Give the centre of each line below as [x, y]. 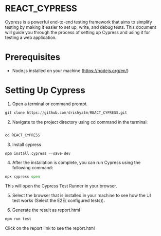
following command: [33, 168]
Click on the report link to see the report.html [50, 228]
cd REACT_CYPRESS [23, 135]
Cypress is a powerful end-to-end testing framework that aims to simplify [79, 22]
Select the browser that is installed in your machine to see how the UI [81, 196]
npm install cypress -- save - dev [38, 153]
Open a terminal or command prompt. [50, 104]
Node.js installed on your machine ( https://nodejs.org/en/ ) [70, 71]
